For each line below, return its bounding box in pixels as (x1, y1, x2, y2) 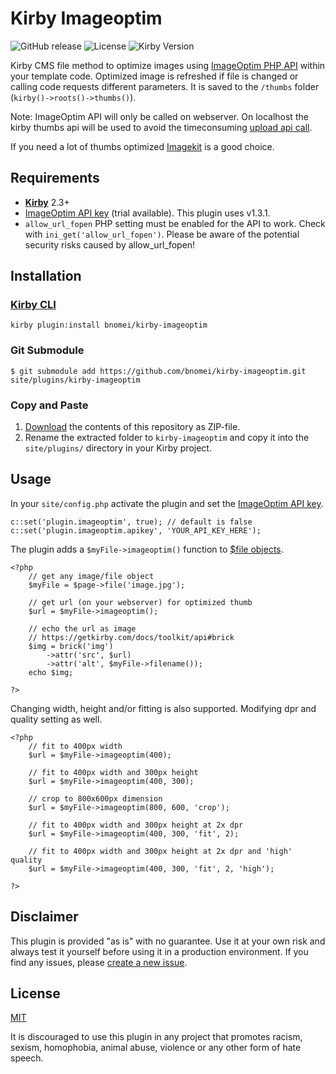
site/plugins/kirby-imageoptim (10, 375, 141, 385)
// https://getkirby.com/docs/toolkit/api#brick (28, 632, 235, 642)
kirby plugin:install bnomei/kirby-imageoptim (10, 320, 208, 331)
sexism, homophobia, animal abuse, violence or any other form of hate (10, 1042, 302, 1054)
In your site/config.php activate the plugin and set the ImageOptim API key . (10, 497, 324, 509)
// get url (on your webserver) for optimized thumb (28, 597, 253, 607)
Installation (10, 268, 82, 285)
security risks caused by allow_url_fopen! (24, 238, 196, 251)
